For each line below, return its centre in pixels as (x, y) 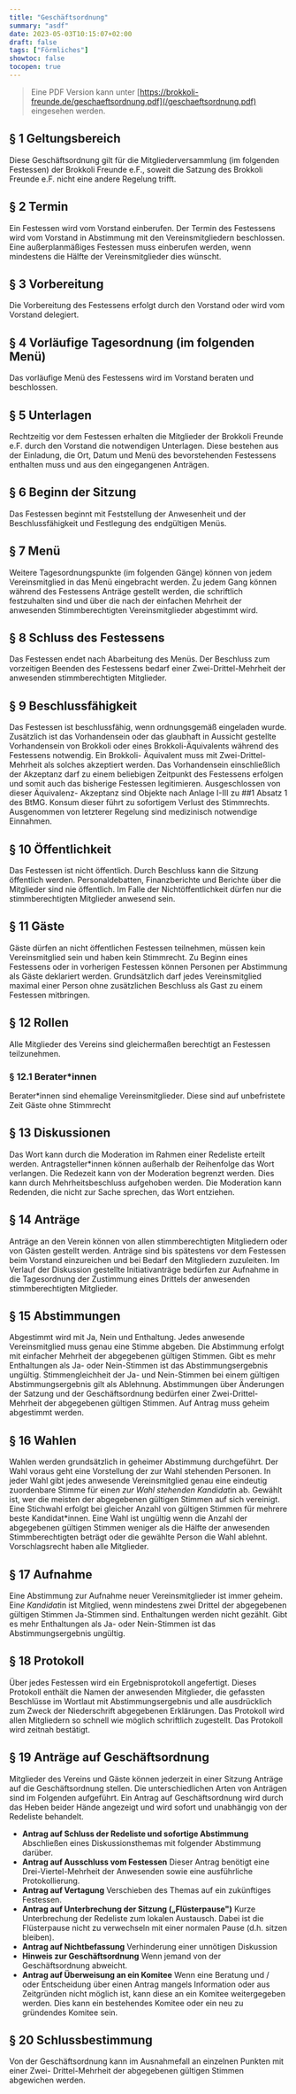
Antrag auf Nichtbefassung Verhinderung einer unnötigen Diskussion (150, 1946)
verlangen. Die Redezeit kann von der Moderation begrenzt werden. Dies (142, 1173)
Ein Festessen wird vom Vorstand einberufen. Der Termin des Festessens (142, 228)
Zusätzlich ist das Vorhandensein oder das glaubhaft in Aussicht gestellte (143, 737)
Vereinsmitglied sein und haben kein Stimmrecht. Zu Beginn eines (129, 957)
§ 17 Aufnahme (51, 1574)
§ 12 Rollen (39, 1023)
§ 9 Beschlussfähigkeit (73, 706)
